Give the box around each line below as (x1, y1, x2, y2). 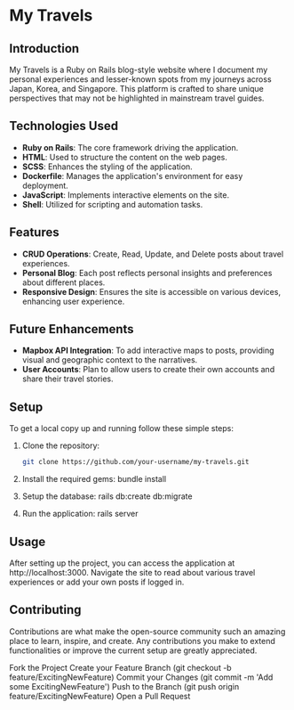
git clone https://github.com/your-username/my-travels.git (21, 458, 250, 467)
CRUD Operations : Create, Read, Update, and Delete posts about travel (21, 249, 284, 259)
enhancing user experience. (21, 296, 125, 306)
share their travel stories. (21, 373, 114, 384)
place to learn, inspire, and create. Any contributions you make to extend (9, 635, 275, 646)
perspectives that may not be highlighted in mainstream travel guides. (9, 93, 265, 103)
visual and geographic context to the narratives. (21, 355, 198, 365)
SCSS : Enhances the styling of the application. (21, 161, 193, 172)
